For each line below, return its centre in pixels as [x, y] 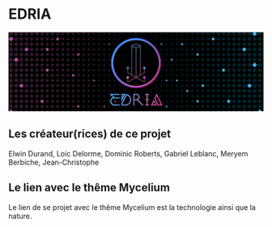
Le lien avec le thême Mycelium [89, 188]
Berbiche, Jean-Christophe [54, 162]
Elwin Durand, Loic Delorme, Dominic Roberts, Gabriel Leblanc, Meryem [128, 153]
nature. [20, 216]
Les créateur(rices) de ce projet [90, 134]
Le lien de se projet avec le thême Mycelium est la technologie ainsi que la [132, 207]
